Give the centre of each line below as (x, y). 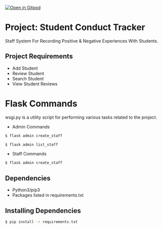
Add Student (25, 68)
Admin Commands (31, 127)
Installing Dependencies (43, 211)
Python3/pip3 (26, 190)
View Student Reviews (35, 84)
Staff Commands (29, 154)
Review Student (28, 73)
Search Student (28, 78)
